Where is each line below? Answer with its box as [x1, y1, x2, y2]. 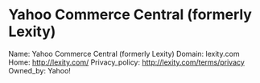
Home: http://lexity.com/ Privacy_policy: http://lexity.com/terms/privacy [8, 57, 246, 67]
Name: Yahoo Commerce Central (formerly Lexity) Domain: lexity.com [8, 49, 240, 58]
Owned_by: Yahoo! [8, 65, 71, 75]
